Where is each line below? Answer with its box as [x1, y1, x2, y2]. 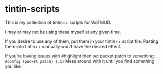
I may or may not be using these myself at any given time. [5, 29, 121, 35]
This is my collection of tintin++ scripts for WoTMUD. [5, 19, 111, 25]
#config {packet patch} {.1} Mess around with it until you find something [5, 58, 155, 64]
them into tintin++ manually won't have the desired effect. [5, 43, 122, 49]
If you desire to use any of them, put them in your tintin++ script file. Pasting [5, 38, 159, 44]
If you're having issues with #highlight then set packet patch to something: [5, 53, 155, 59]
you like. [5, 63, 22, 69]
